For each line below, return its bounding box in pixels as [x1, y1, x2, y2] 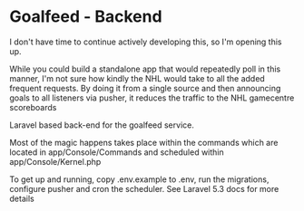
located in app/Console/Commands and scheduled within [9, 147, 224, 158]
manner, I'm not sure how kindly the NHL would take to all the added [9, 72, 265, 83]
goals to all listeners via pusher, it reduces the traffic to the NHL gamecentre [9, 92, 295, 103]
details [9, 193, 34, 204]
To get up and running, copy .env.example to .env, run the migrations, [9, 174, 270, 185]
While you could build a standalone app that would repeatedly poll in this [9, 63, 281, 74]
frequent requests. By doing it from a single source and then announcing [9, 82, 281, 93]
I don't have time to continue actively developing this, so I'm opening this [9, 36, 282, 47]
